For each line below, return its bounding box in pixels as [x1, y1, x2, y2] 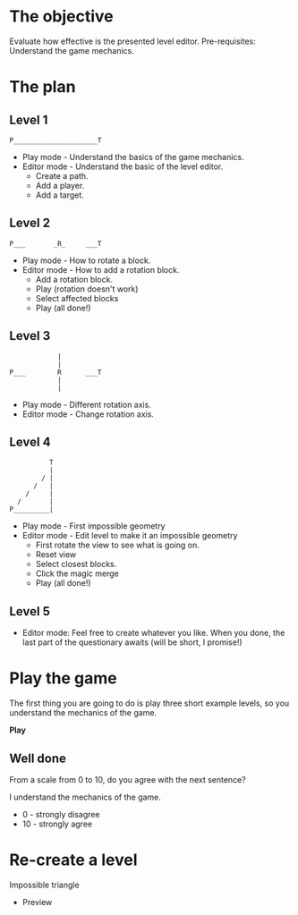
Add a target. [35, 190, 85, 200]
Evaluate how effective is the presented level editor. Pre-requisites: [9, 36, 257, 47]
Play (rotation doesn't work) [35, 284, 139, 294]
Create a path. [35, 170, 89, 181]
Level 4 [9, 434, 51, 449]
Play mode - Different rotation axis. [21, 399, 152, 410]
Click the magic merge [35, 568, 119, 579]
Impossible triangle [9, 879, 80, 890]
